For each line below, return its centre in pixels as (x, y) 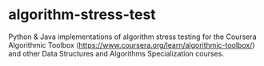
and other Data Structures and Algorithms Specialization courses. (116, 53)
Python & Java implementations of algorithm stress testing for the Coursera (133, 37)
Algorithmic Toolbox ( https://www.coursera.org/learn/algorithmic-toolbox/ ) (132, 45)
